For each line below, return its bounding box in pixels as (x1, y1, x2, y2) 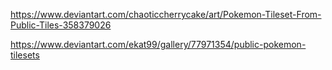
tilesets (10, 49, 40, 61)
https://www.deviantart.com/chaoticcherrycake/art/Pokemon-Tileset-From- (10, 9, 322, 20)
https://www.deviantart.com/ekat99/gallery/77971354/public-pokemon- (10, 39, 307, 50)
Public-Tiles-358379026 (10, 19, 112, 31)
